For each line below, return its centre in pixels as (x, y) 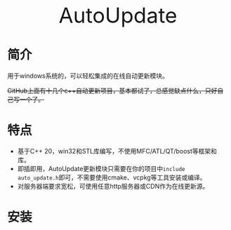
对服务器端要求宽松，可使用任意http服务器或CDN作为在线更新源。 (113, 186)
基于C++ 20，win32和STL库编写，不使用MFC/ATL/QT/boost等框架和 (117, 151)
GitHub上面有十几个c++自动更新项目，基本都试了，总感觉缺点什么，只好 (112, 90)
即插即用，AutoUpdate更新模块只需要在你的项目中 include (101, 168)
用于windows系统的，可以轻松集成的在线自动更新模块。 (88, 76)
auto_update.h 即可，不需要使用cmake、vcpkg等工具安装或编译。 (112, 177)
